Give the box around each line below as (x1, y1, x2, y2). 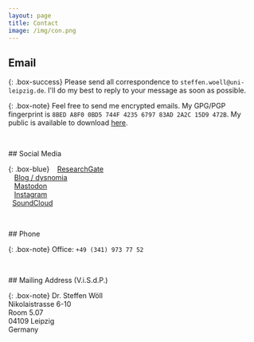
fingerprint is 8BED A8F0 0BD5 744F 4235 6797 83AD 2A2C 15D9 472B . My (8, 109, 241, 120)
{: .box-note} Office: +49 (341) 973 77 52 (8, 245, 144, 254)
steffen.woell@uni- (180, 79, 245, 87)
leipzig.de (8, 87, 45, 96)
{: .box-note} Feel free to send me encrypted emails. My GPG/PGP (8, 101, 226, 111)
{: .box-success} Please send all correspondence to (8, 77, 179, 87)
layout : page (8, 11, 52, 20)
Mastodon (14, 181, 48, 191)
